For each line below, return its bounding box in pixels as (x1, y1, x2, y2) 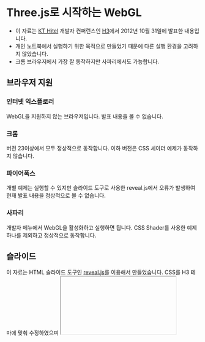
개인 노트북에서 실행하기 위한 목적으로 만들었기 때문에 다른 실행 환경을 (15, 42, 182, 50)
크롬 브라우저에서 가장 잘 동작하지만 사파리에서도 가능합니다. (15, 58, 160, 65)
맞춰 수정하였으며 (17, 329, 59, 336)
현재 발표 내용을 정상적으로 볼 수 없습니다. (6, 192, 106, 200)
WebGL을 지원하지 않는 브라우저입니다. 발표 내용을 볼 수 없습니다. (6, 112, 163, 120)
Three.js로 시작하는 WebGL (6, 6, 142, 20)
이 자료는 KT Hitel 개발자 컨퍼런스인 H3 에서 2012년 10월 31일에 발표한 (15, 27, 184, 34)
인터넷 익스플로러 (6, 98, 54, 106)
